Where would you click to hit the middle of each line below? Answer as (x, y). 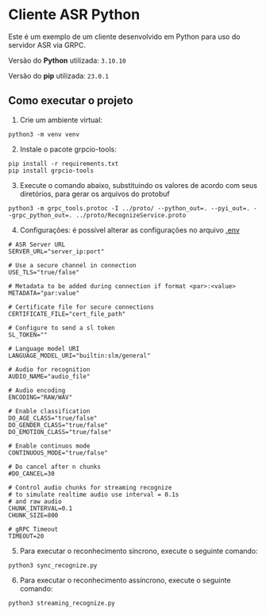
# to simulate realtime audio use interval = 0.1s (94, 494)
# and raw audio (35, 502)
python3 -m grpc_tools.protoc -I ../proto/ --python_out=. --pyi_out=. (129, 208)
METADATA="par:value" (44, 293)
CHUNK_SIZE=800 (33, 515)
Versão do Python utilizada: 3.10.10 (67, 60)
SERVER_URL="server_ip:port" (56, 252)
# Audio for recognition (49, 369)
